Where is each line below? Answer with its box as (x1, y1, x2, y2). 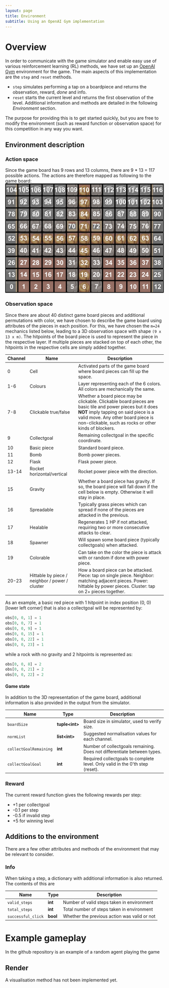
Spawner (29, 539, 49, 545)
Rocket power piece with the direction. (78, 468, 158, 475)
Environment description (5, 140, 84, 149)
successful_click (7, 914, 44, 919)
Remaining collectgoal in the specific (78, 432, 154, 438)
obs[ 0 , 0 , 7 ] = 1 (5, 621, 42, 626)
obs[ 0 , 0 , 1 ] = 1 (5, 616, 42, 621)
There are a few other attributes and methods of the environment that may (5, 845, 159, 852)
